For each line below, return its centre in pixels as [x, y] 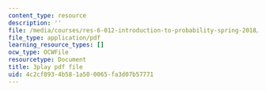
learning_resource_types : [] [56, 45]
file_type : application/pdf [55, 38]
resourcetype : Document [47, 60]
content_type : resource [47, 15]
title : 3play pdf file [46, 67]
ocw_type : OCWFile [38, 52]
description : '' [35, 23]
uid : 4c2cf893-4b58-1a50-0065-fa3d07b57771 [81, 74]
